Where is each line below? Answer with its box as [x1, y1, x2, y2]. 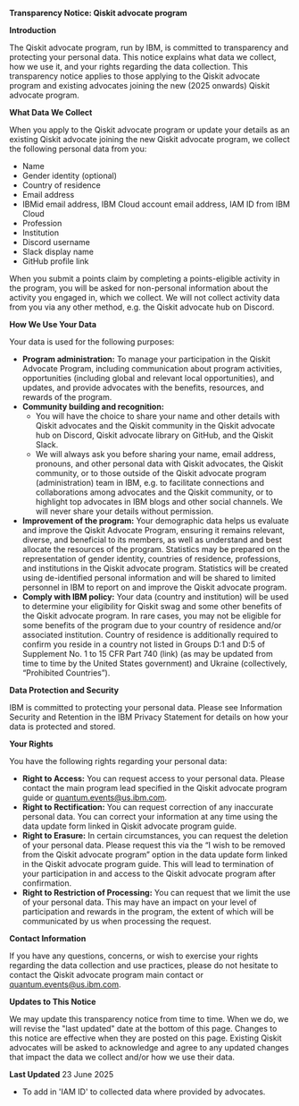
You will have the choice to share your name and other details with [35, 411, 280, 421]
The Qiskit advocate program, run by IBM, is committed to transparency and [9, 42, 289, 53]
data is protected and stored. [9, 721, 116, 732]
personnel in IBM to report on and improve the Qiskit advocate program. [21, 582, 287, 592]
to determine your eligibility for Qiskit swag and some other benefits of [21, 601, 283, 611]
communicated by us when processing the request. [21, 916, 212, 926]
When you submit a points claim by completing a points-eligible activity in [9, 273, 280, 284]
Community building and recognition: [21, 402, 165, 412]
